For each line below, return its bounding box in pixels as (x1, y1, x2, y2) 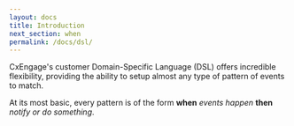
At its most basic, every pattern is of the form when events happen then (9, 98, 273, 108)
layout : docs (9, 12, 58, 22)
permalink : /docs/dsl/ (9, 37, 93, 47)
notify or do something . (9, 107, 95, 117)
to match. (9, 80, 44, 91)
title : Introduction (9, 21, 86, 30)
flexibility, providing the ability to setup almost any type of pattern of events (9, 71, 285, 82)
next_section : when (9, 29, 81, 38)
